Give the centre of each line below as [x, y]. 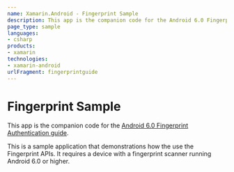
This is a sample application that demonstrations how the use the [101, 146]
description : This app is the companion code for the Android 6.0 [106, 20]
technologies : [28, 59]
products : [22, 46]
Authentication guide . [38, 133]
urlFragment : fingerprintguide [53, 72]
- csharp [20, 40]
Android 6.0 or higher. [39, 162]
